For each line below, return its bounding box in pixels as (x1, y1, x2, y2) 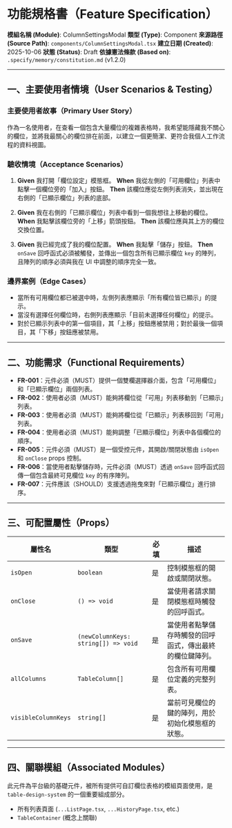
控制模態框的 (166, 563, 209, 572)
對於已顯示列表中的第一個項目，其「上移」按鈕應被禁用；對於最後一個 (17, 319, 217, 328)
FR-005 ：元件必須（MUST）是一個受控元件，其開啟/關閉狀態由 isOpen (17, 445, 220, 454)
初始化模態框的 (166, 718, 216, 728)
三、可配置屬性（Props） (7, 517, 115, 529)
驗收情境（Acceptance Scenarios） (7, 160, 128, 169)
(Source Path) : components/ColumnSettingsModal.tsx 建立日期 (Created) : (7, 39, 213, 47)
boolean (77, 568, 103, 577)
